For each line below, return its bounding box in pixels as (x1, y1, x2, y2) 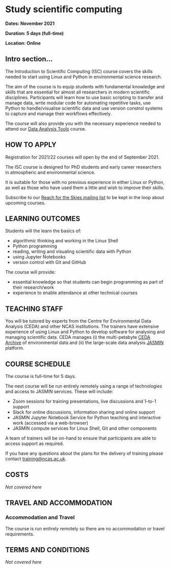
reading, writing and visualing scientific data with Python (12, 248, 131, 255)
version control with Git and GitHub (12, 259, 86, 265)
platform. (5, 345, 24, 351)
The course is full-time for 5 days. (5, 373, 76, 379)
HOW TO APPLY (5, 141, 57, 149)
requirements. (5, 531, 35, 537)
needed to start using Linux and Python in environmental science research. (5, 74, 162, 80)
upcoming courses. (5, 200, 46, 206)
